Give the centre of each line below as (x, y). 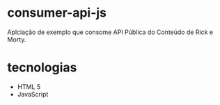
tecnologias (42, 68)
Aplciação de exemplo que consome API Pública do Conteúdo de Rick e (110, 32)
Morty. (17, 39)
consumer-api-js (57, 13)
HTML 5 (29, 87)
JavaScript (33, 94)
